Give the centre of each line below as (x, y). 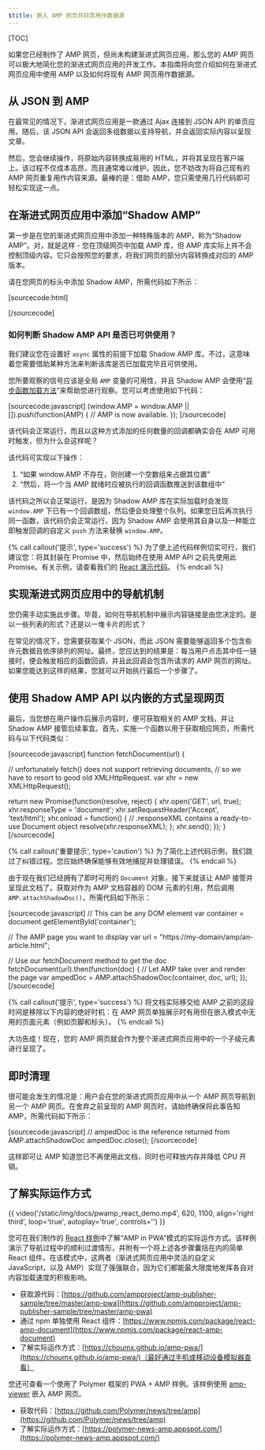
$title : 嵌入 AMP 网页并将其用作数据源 (66, 15)
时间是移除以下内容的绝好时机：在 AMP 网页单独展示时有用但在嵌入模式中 (129, 1012)
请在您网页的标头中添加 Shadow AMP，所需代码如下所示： (104, 282)
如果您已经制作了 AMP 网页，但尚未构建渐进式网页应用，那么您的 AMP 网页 (131, 54)
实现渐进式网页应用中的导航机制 (86, 594)
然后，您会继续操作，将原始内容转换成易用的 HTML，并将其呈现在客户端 (126, 158)
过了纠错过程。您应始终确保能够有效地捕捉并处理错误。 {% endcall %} (123, 861)
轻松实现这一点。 (36, 188)
